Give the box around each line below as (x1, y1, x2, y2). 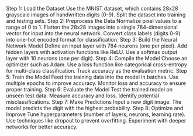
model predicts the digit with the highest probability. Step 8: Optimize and (6, 105, 184, 111)
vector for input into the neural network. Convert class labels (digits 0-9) (6, 30, 181, 37)
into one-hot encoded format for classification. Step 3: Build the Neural (6, 36, 177, 43)
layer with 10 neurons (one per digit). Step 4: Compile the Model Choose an (6, 55, 188, 62)
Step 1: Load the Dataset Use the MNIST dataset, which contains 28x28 (6, 5, 178, 12)
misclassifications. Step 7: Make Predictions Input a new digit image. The (6, 98, 182, 105)
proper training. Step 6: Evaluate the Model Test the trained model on (6, 86, 173, 93)
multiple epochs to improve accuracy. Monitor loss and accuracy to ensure (6, 80, 186, 87)
